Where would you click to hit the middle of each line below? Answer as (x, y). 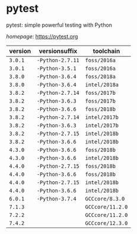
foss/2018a (100, 76)
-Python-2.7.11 (58, 60)
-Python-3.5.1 (56, 68)
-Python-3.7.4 (56, 198)
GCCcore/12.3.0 (106, 223)
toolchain (106, 51)
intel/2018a (102, 84)
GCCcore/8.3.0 (105, 198)
